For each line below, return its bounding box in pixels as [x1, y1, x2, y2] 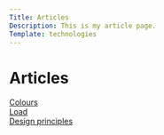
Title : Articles [9, 12, 69, 22]
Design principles [9, 116, 74, 127]
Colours [9, 97, 38, 107]
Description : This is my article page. [9, 21, 157, 30]
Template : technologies [9, 29, 98, 38]
